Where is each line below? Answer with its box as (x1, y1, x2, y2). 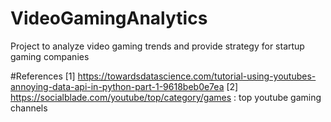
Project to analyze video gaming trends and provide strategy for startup (10, 40, 305, 52)
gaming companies (10, 50, 90, 62)
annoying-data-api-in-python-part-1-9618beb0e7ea (10, 80, 225, 92)
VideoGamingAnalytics (10, 7, 208, 30)
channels (10, 102, 48, 114)
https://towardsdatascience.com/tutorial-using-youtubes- (77, 70, 317, 82)
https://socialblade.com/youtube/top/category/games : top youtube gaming (10, 91, 322, 103)
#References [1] (10, 70, 76, 82)
